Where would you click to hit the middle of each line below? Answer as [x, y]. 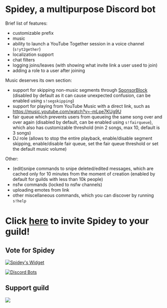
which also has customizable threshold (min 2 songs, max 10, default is [86, 128]
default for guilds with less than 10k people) [58, 179]
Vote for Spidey [30, 250]
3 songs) [22, 133]
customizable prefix [33, 33]
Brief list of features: [26, 23]
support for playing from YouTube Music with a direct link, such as [81, 106]
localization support [33, 54]
